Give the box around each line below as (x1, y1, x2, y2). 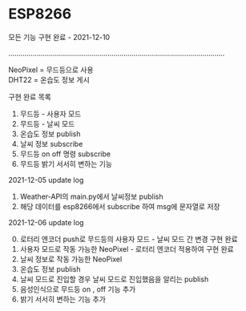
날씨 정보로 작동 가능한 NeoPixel (19, 254, 123, 264)
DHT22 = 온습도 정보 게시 (8, 75, 90, 84)
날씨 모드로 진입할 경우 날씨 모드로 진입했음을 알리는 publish (19, 274, 209, 284)
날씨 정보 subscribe (19, 139, 83, 148)
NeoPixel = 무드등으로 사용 (8, 65, 94, 75)
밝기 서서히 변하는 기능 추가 (19, 294, 107, 304)
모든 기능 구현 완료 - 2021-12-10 (8, 32, 111, 42)
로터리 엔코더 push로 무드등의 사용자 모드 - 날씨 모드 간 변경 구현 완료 (19, 234, 238, 244)
